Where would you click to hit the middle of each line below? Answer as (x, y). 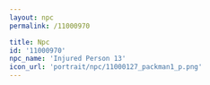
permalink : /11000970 (50, 26)
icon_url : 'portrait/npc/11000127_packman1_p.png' (106, 67)
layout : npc (31, 17)
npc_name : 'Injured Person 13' (68, 59)
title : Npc (30, 42)
